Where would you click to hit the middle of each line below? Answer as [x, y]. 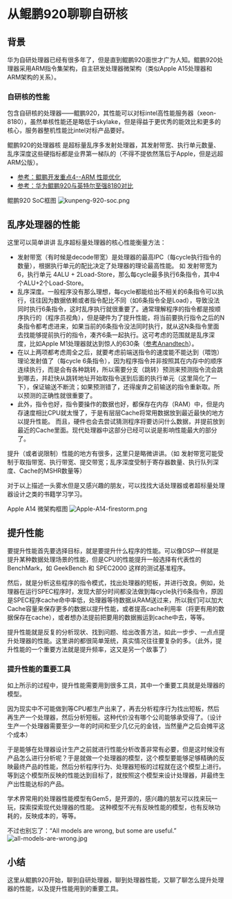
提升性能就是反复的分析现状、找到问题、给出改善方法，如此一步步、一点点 [113, 632]
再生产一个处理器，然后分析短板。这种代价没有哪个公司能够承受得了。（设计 [115, 718]
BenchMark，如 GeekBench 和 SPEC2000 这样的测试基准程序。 [98, 567]
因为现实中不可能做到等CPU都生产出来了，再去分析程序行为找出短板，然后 [113, 709]
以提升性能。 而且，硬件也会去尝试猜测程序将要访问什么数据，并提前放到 [121, 421]
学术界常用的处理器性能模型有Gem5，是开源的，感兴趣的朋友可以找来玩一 [113, 799]
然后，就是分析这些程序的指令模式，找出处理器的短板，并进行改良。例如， [113, 583]
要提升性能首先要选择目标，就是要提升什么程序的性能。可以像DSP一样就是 [113, 550]
